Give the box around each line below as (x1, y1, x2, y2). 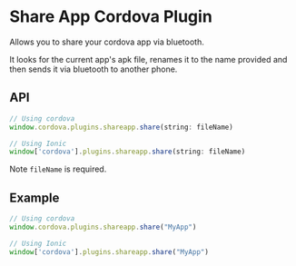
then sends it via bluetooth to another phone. (9, 64, 178, 74)
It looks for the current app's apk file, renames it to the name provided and (9, 54, 288, 64)
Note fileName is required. (9, 163, 107, 174)
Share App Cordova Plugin (9, 6, 213, 27)
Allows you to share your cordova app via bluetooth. (9, 36, 204, 47)
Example (9, 190, 60, 205)
